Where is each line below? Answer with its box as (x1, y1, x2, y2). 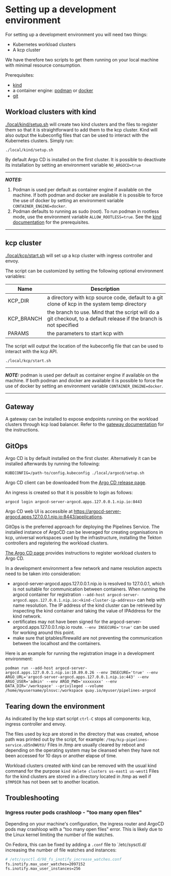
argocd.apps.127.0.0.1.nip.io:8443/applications (5, 514, 102, 520)
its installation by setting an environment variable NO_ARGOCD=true (5, 162, 141, 168)
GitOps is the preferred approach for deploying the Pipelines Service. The (5, 523, 160, 530)
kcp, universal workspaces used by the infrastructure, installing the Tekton (5, 535, 162, 541)
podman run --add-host (5, 666, 53, 671)
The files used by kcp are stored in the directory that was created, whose (5, 731, 159, 737)
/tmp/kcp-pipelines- (106, 737, 150, 742)
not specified (47, 321, 79, 328)
